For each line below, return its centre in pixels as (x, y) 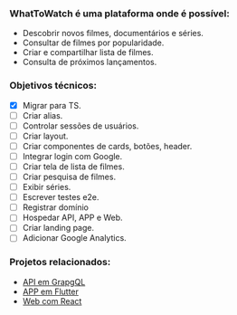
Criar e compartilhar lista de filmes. (88, 52)
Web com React (52, 301)
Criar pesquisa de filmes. (69, 177)
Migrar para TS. (52, 105)
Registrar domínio (55, 207)
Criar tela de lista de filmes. (73, 167)
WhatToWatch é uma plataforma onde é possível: (120, 14)
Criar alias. (43, 115)
